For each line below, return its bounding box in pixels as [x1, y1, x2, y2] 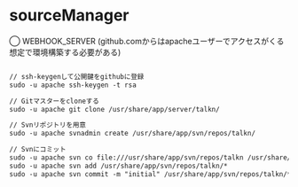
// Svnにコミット [9, 145, 67, 154]
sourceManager [9, 5, 129, 26]
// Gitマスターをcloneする [9, 97, 99, 105]
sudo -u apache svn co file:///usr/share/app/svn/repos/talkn [9, 153, 244, 162]
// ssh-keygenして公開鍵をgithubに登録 [9, 72, 145, 81]
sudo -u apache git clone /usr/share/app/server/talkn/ [9, 105, 220, 113]
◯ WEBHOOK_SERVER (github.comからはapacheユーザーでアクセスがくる [9, 35, 285, 46]
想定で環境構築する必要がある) [9, 46, 122, 58]
